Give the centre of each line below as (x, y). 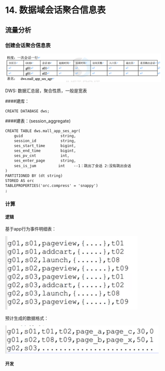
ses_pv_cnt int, (42, 156)
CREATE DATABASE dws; (27, 111)
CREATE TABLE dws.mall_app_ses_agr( (43, 131)
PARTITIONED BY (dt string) (34, 176)
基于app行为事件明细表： (31, 229)
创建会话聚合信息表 (28, 45)
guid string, (45, 136)
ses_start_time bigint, (45, 146)
